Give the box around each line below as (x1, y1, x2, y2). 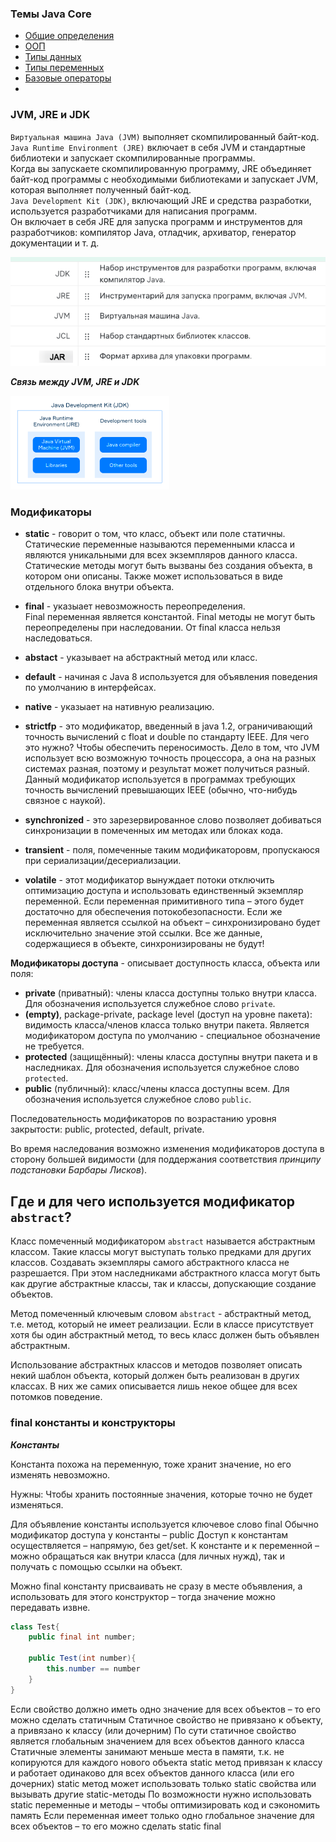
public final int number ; (28, 1632, 137, 1642)
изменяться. (10, 1498, 64, 1511)
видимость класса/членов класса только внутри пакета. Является (24, 1019, 310, 1031)
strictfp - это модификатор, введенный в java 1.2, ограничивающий (24, 720, 313, 732)
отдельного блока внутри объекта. (24, 581, 175, 593)
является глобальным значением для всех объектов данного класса (10, 1735, 305, 1747)
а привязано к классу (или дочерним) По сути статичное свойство (10, 1724, 297, 1736)
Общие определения (24, 30, 115, 42)
